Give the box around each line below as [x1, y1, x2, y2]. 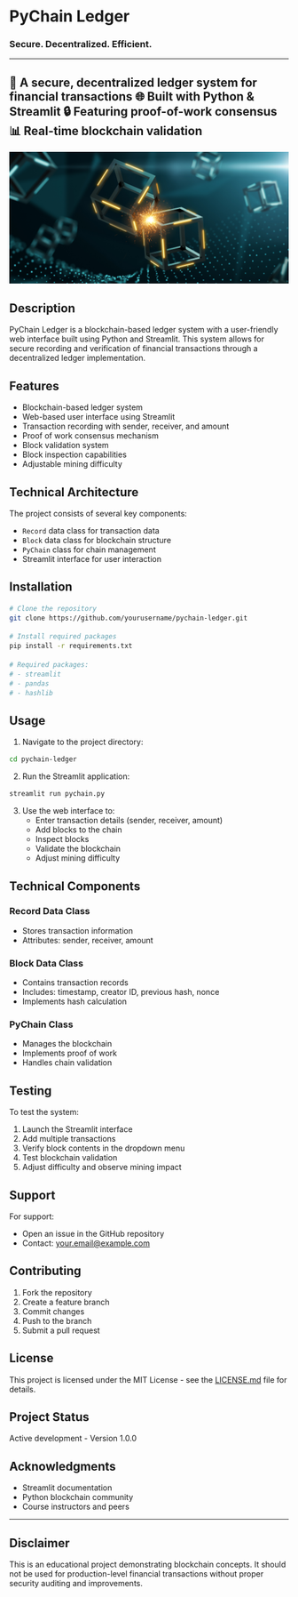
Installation [9, 580, 73, 595]
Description [9, 301, 75, 316]
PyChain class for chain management [21, 544, 157, 555]
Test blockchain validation [21, 1152, 118, 1163]
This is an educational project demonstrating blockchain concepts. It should [9, 1559, 286, 1570]
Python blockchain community [21, 1492, 134, 1503]
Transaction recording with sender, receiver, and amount [21, 421, 230, 432]
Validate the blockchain [35, 843, 122, 855]
